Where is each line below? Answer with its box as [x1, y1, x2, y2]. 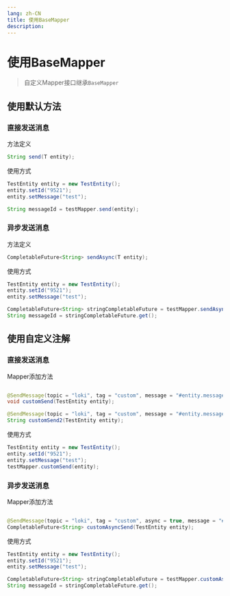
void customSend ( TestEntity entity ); [7, 398, 115, 405]
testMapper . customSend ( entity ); [7, 463, 99, 470]
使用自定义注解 [7, 333, 71, 345]
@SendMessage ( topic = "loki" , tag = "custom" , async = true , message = [7, 517, 216, 524]
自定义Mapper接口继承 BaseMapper [23, 78, 119, 87]
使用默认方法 [7, 100, 62, 112]
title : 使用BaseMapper [7, 16, 70, 23]
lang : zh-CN [7, 10, 41, 17]
